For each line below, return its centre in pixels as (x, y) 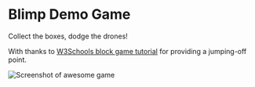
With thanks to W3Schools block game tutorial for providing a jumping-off (127, 51)
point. (18, 60)
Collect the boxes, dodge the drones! (68, 36)
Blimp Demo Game (69, 14)
